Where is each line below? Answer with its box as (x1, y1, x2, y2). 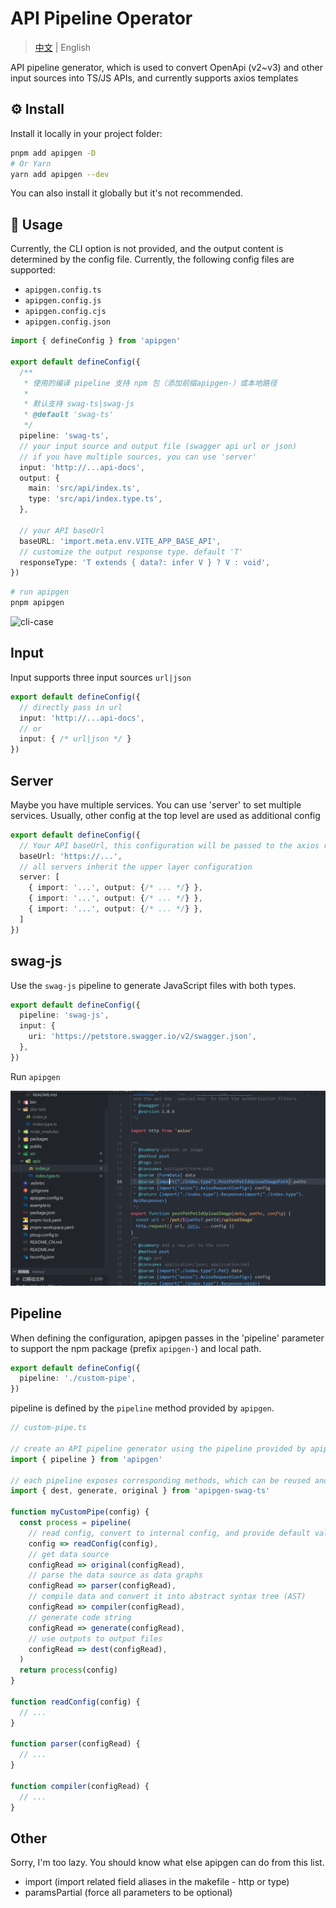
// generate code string (28, 1612, 132, 1622)
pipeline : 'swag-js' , (19, 1010, 110, 1021)
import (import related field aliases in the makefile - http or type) (24, 1876, 290, 1888)
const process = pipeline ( (19, 1518, 132, 1528)
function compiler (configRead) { (10, 1781, 150, 1791)
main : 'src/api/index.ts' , (28, 483, 141, 494)
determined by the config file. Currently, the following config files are (10, 253, 295, 266)
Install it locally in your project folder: (10, 127, 163, 139)
